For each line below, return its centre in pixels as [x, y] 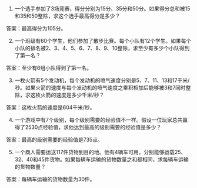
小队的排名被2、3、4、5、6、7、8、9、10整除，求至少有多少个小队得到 [102, 48]
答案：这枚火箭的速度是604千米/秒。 [51, 107]
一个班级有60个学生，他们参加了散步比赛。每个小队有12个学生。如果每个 [103, 41]
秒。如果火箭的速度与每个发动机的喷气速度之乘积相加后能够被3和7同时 [100, 88]
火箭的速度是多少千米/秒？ [72, 95]
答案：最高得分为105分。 [36, 28]
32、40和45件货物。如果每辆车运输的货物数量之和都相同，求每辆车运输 [102, 159]
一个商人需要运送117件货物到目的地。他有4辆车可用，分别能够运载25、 [100, 152]
